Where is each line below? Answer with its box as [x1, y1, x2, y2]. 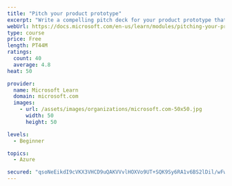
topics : [7, 149, 30, 157]
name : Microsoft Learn [13, 87, 79, 94]
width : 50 [25, 112, 54, 119]
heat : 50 [7, 68, 32, 74]
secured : [7, 169, 32, 176]
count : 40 [13, 55, 41, 62]
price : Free [7, 36, 41, 43]
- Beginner [13, 137, 45, 145]
